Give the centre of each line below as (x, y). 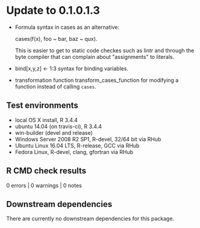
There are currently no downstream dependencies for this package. (90, 219)
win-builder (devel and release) (54, 132)
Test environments (42, 106)
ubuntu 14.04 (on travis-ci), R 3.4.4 (58, 126)
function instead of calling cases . (55, 86)
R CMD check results (46, 171)
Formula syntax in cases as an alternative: (67, 27)
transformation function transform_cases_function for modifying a (97, 80)
